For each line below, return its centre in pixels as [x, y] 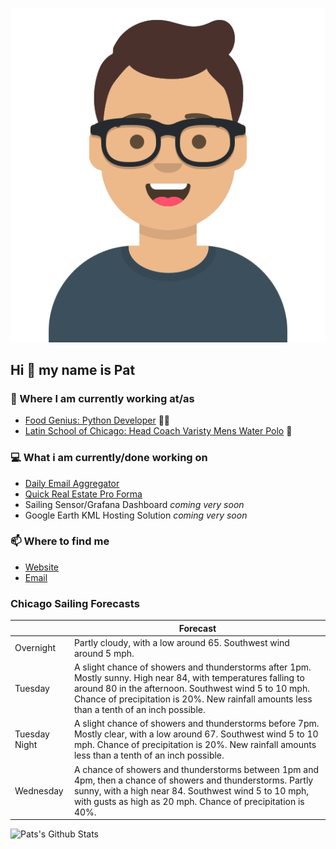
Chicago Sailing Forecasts [75, 603]
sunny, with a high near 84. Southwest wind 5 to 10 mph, [191, 790]
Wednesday [39, 790]
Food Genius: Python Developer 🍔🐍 [97, 420]
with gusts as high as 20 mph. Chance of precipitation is [189, 801]
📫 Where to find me [60, 541]
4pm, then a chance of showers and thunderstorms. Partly [193, 780]
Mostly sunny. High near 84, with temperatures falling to [189, 678]
